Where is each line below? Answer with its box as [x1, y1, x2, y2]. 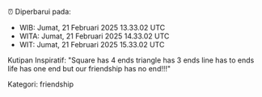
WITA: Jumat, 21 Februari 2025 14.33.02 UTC [19, 31, 170, 41]
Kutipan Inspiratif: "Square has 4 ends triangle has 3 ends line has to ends [7, 55, 255, 65]
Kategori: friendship [7, 79, 74, 89]
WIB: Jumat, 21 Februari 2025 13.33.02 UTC [19, 23, 166, 32]
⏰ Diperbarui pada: [7, 7, 72, 16]
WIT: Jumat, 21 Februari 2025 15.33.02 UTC [19, 40, 165, 49]
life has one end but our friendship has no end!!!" [7, 64, 171, 73]
